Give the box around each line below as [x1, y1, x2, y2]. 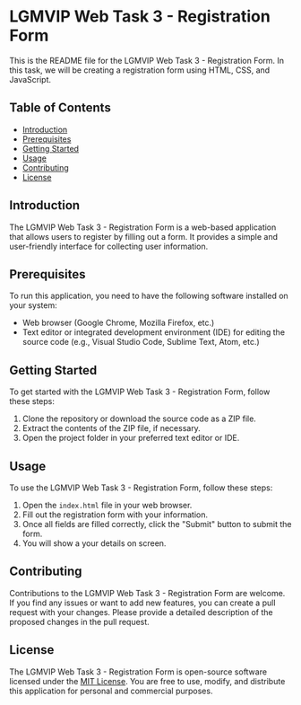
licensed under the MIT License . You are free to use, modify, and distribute [9, 675, 286, 686]
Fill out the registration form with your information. [21, 509, 209, 520]
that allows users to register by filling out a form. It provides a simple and [9, 231, 279, 242]
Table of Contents [9, 101, 112, 116]
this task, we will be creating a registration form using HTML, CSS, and [9, 65, 271, 75]
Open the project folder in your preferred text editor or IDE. [21, 433, 240, 444]
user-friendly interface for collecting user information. [9, 241, 209, 251]
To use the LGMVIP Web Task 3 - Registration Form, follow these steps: [9, 482, 273, 493]
